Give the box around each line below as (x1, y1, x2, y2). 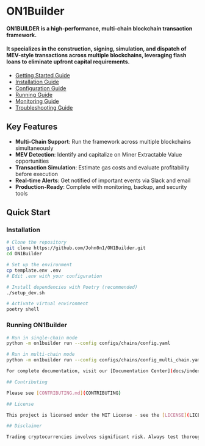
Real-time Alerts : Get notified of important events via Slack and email (15, 177, 191, 184)
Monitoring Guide (15, 97, 59, 105)
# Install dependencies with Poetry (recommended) (6, 284, 138, 290)
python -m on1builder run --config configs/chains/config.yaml (6, 340, 171, 347)
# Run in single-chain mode (6, 334, 78, 341)
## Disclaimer (6, 423, 43, 429)
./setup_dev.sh (6, 289, 45, 296)
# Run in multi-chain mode (6, 352, 75, 358)
